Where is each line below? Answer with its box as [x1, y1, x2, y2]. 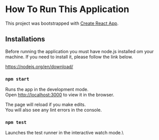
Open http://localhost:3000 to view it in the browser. [5, 92, 114, 98]
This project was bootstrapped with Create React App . [5, 20, 119, 26]
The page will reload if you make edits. [5, 102, 86, 108]
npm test [5, 119, 27, 125]
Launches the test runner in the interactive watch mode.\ [5, 130, 124, 136]
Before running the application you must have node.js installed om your [5, 48, 154, 54]
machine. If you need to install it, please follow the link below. [5, 54, 133, 60]
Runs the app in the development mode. [5, 86, 89, 92]
